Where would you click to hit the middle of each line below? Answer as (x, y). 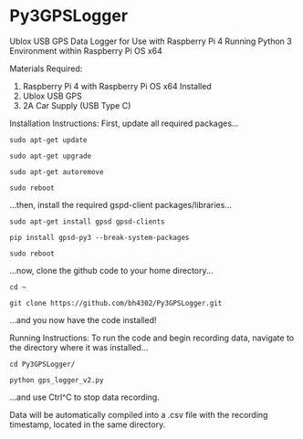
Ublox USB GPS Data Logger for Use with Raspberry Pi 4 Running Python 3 (151, 41)
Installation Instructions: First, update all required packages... (124, 123)
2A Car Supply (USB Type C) (77, 105)
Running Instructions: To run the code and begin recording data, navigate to (152, 338)
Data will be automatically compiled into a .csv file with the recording (139, 414)
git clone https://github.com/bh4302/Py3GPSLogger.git (116, 303)
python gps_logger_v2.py (57, 380)
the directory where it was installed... (79, 347)
